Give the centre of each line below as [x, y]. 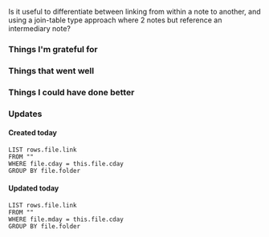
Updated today [34, 188]
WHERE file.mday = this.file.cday [66, 219]
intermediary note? [39, 28]
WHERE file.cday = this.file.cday [66, 163]
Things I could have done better [71, 92]
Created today [33, 133]
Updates [25, 114]
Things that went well [51, 70]
